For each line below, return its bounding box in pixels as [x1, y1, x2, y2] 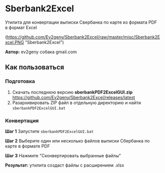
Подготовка [5, 78, 35, 85]
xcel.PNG [5, 39, 24, 45]
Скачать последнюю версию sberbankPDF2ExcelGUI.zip [12, 89, 133, 95]
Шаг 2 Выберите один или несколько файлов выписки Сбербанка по [5, 138, 150, 143]
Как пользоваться [5, 63, 65, 71]
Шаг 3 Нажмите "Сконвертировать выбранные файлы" [5, 152, 121, 158]
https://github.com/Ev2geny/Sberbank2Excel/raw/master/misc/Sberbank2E [6, 34, 160, 40]
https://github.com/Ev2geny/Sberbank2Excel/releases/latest [12, 94, 135, 100]
